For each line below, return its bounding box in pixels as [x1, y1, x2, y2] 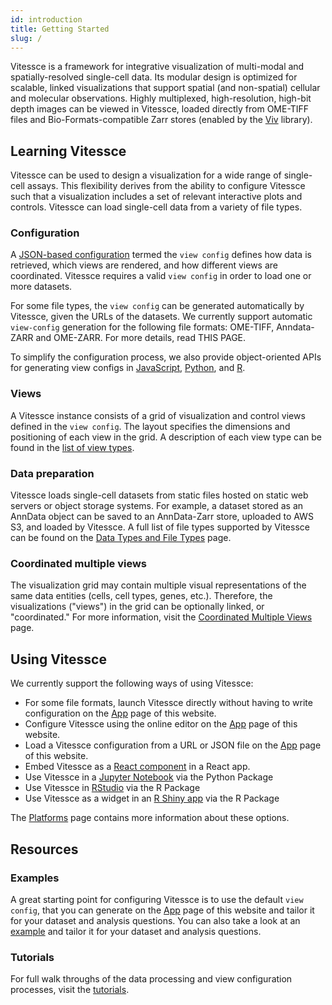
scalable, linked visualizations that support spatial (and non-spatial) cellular [10, 82, 321, 94]
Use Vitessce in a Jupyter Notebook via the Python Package [24, 771, 274, 783]
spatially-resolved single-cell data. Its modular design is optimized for [10, 71, 298, 83]
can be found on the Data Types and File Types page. [10, 532, 232, 544]
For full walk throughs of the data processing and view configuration [10, 973, 293, 985]
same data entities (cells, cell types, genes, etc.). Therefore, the [10, 590, 273, 602]
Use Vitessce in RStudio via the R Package [24, 782, 201, 794]
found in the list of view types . [10, 441, 135, 453]
